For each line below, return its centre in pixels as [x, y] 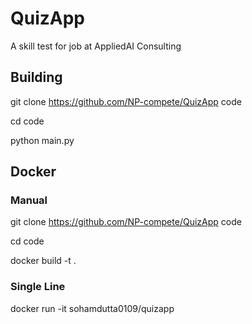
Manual [29, 200]
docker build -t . [43, 261]
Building [36, 77]
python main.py [42, 140]
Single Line [38, 287]
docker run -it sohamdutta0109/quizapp [92, 308]
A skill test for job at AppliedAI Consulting [96, 46]
